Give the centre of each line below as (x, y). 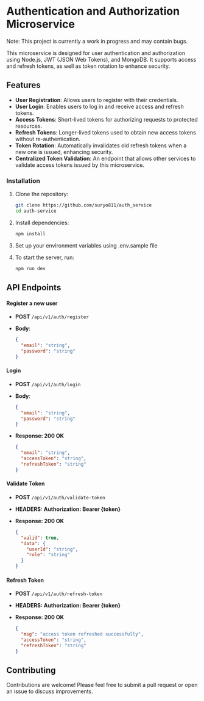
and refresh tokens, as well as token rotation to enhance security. (88, 66)
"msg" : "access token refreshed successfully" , (83, 634)
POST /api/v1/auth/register (52, 317)
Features (23, 85)
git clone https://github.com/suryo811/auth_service (83, 205)
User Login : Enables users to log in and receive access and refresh (99, 106)
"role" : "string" (48, 555)
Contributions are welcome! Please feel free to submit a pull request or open (102, 685)
